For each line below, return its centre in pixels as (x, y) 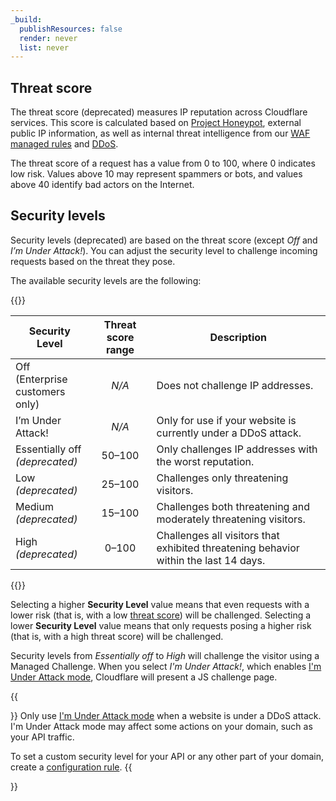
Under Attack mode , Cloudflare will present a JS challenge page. (144, 677)
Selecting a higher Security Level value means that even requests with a (160, 604)
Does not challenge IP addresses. (235, 385)
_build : (26, 19)
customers (40, 391)
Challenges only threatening (222, 478)
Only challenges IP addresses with (237, 449)
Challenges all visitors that (218, 535)
